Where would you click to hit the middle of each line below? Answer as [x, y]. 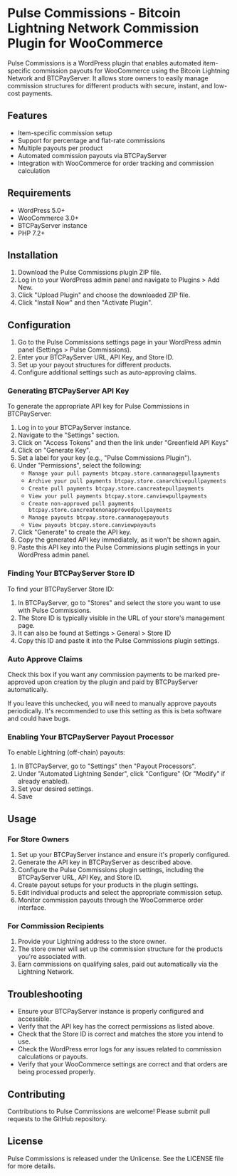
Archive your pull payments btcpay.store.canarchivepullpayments [127, 481]
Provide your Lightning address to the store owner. [92, 942]
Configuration [39, 325]
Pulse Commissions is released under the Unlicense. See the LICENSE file [116, 1158]
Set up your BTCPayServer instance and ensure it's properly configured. [123, 855]
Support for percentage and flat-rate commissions [91, 140]
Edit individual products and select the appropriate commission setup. [120, 893]
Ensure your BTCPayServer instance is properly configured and [111, 1012]
